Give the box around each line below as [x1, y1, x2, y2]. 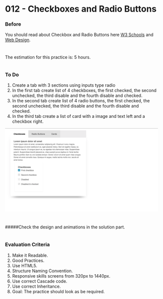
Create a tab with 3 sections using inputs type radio [12, 82, 115, 88]
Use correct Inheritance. [12, 283, 61, 289]
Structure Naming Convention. [12, 268, 73, 274]
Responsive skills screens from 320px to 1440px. [12, 273, 111, 279]
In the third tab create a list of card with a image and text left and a [12, 113, 146, 119]
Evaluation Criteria [5, 241, 50, 248]
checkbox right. [12, 118, 44, 125]
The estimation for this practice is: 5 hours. [5, 54, 91, 60]
